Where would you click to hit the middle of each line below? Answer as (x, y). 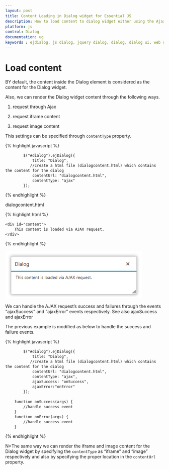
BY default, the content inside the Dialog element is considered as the (77, 82)
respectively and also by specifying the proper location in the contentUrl (80, 456)
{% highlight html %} (27, 214)
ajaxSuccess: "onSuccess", (60, 382)
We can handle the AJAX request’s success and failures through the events (83, 306)
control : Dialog (22, 32)
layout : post (19, 11)
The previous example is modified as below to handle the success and (78, 326)
